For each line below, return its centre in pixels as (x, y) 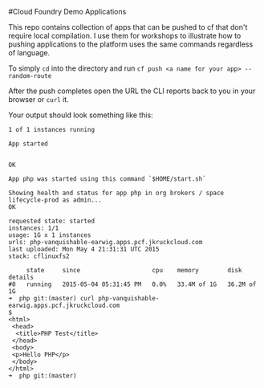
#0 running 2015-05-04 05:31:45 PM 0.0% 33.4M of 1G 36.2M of (132, 284)
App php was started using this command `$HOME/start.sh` (107, 179)
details (21, 277)
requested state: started (51, 221)
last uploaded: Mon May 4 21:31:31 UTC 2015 (84, 249)
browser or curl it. (39, 99)
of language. (29, 53)
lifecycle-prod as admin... (55, 200)
